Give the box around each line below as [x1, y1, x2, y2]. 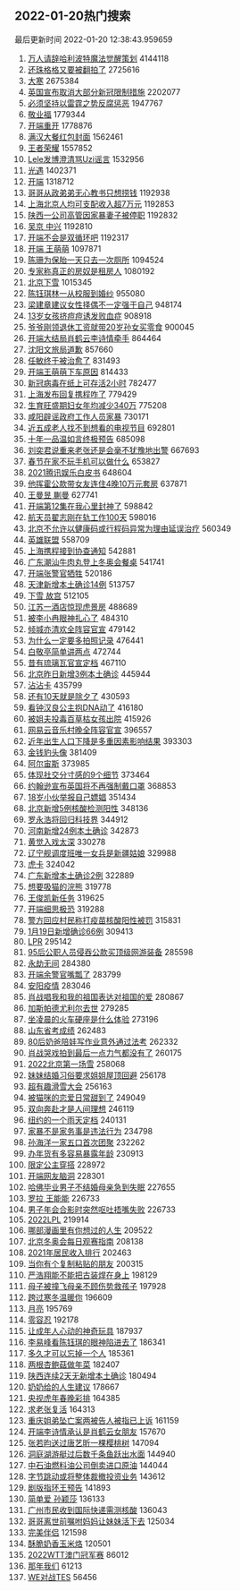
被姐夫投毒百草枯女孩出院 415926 [27, 713, 152, 723]
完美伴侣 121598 [27, 1527, 87, 1537]
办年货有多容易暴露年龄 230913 [27, 1148, 144, 1159]
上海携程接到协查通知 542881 [27, 545, 137, 556]
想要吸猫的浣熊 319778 [27, 881, 112, 892]
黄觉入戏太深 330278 [27, 836, 106, 847]
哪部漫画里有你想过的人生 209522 [27, 1225, 153, 1236]
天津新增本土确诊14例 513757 [27, 578, 136, 589]
